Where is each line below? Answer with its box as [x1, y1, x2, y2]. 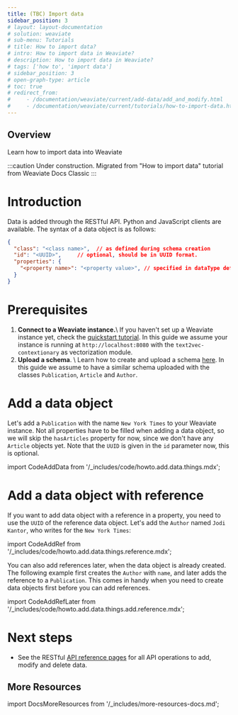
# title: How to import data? [7, 43, 97, 50]
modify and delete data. [17, 660, 87, 669]
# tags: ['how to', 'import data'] [7, 63, 113, 70]
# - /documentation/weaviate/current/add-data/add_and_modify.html [7, 96, 223, 103]
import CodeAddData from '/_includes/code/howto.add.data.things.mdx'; [7, 462, 221, 471]
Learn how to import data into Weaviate [7, 147, 123, 156]
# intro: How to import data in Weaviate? [7, 50, 135, 57]
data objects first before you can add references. [7, 583, 151, 592]
